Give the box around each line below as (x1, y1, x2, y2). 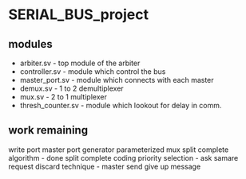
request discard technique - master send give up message (8, 161, 201, 171)
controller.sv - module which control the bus (19, 67, 166, 76)
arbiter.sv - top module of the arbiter (19, 58, 141, 68)
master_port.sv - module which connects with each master (19, 76, 214, 84)
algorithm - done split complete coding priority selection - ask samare (8, 153, 239, 162)
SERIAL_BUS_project (8, 6, 149, 24)
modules (8, 37, 54, 51)
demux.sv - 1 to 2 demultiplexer (19, 84, 124, 93)
